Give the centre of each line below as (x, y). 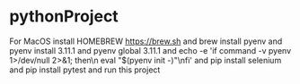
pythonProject (64, 17)
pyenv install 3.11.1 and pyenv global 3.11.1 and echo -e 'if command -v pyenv (150, 50)
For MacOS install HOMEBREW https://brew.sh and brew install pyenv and (146, 41)
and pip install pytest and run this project (85, 70)
